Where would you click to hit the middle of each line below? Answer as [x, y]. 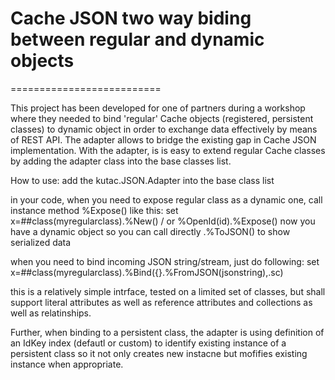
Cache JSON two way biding [131, 18]
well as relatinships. [51, 313]
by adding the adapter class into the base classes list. [121, 161]
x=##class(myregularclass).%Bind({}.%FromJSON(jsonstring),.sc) [147, 272]
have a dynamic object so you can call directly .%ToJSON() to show [150, 231]
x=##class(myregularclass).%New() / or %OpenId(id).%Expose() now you [163, 221]
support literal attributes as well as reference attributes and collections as [161, 302]
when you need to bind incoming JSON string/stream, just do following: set [165, 261]
